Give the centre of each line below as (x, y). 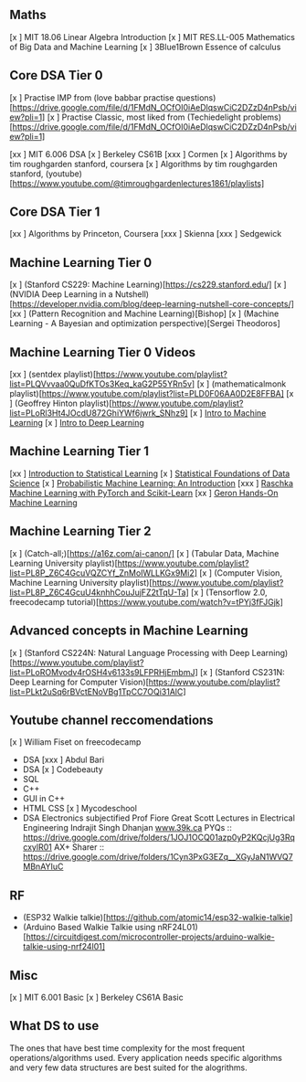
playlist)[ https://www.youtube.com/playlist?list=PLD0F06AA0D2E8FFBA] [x (152, 394)
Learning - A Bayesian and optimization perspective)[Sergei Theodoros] (145, 324)
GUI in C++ (44, 799)
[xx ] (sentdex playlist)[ (53, 375)
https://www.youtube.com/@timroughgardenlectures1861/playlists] (138, 183)
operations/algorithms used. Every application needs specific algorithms (146, 1057)
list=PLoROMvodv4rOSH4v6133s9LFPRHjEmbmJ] (104, 672)
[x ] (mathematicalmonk (242, 384)
